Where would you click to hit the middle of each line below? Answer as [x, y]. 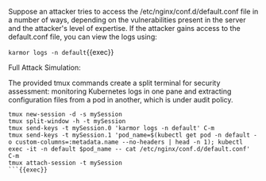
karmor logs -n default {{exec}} [61, 52]
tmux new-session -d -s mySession [66, 114]
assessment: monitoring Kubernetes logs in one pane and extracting [120, 91]
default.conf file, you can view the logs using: [83, 37]
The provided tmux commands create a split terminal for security [114, 83]
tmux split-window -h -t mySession [67, 121]
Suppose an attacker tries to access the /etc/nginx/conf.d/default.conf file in [133, 12]
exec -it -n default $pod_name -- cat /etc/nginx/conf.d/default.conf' [129, 149]
